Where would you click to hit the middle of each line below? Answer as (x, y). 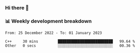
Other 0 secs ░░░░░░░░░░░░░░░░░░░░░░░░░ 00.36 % (70, 46)
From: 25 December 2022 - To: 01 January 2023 (54, 33)
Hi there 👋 (17, 8)
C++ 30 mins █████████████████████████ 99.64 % (70, 42)
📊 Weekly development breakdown (48, 21)
